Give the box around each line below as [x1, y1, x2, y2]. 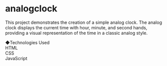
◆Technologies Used [5, 39, 50, 45]
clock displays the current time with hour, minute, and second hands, [5, 24, 147, 30]
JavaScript [5, 55, 27, 61]
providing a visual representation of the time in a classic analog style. [5, 30, 148, 36]
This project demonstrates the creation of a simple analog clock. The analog [5, 19, 162, 25]
